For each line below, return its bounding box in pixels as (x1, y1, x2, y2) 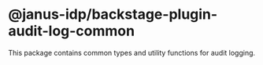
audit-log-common (8, 22, 135, 40)
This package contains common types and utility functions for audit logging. (8, 48, 256, 57)
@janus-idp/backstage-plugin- (8, 5, 218, 23)
